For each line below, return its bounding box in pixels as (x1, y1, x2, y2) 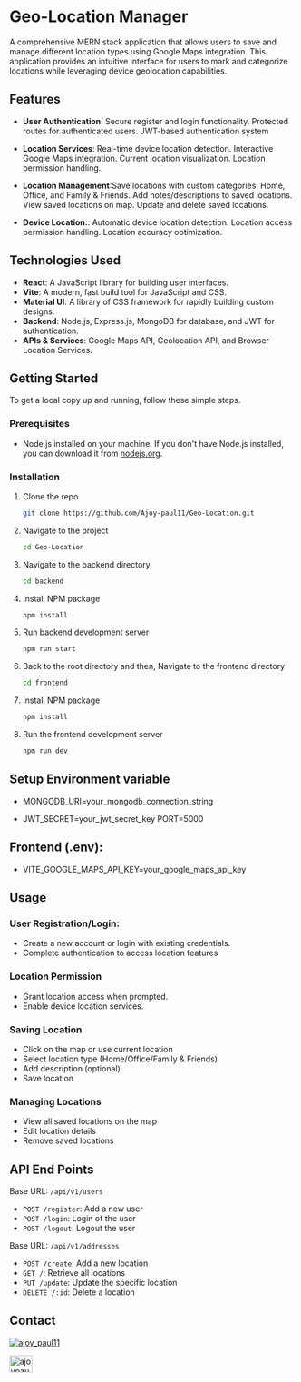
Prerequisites (9, 418, 70, 430)
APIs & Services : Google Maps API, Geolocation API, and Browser (22, 334, 270, 346)
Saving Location (9, 1023, 83, 1036)
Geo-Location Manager (9, 6, 189, 27)
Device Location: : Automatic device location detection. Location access (22, 216, 293, 228)
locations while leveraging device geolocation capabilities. (9, 65, 228, 76)
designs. (22, 306, 55, 317)
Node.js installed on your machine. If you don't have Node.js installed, (22, 438, 284, 449)
